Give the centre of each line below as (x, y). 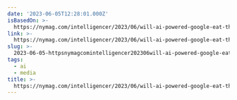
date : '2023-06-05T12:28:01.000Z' (58, 14)
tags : (15, 60)
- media (25, 73)
